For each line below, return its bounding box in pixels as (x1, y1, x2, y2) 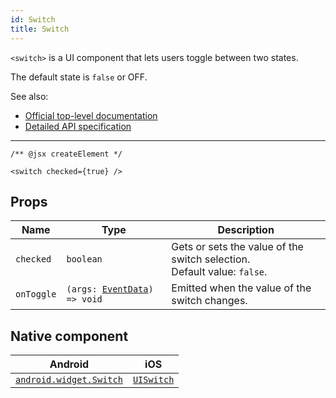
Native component (10, 327, 129, 345)
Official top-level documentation (24, 109, 158, 121)
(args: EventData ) (66, 284, 154, 295)
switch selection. (171, 252, 251, 266)
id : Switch (10, 14, 56, 25)
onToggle (15, 289, 57, 300)
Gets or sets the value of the (171, 240, 304, 254)
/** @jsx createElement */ (10, 149, 123, 159)
